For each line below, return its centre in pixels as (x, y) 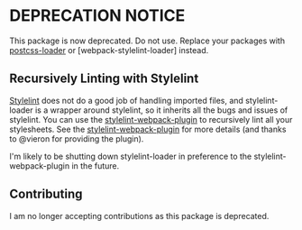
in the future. (96, 166)
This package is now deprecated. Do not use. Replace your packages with (147, 41)
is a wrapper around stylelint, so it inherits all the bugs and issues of (161, 110)
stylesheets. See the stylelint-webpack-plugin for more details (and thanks (148, 129)
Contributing (46, 194)
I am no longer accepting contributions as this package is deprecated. (139, 216)
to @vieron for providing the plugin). (77, 138)
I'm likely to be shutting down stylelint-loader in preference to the (131, 156)
